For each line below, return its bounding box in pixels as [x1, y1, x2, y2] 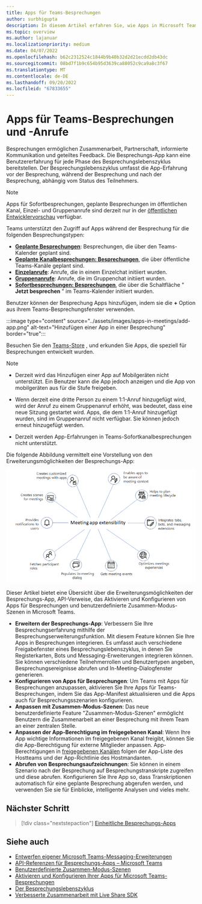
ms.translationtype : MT [6, 67, 66, 73]
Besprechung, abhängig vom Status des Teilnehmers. [6, 177, 139, 185]
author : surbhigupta [6, 16, 58, 22]
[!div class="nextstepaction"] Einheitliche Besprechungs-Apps [20, 819, 176, 826]
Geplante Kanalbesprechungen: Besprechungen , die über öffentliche [14, 256, 190, 263]
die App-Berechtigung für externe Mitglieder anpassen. [14, 741, 153, 748]
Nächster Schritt [6, 804, 70, 814]
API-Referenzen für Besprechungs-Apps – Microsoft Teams [14, 859, 163, 866]
